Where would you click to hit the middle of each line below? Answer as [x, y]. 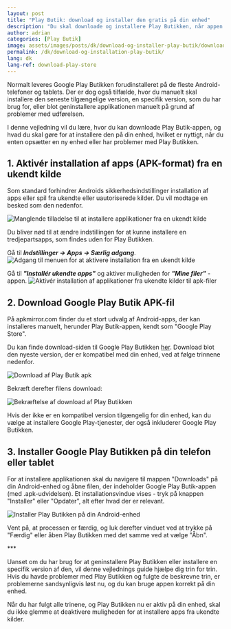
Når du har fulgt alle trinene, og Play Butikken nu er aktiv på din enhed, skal [114, 605]
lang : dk [20, 59]
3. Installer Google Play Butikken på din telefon [109, 451]
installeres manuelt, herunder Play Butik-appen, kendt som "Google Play [109, 327]
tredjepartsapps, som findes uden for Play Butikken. [81, 239]
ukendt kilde [34, 174]
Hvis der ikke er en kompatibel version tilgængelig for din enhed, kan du [109, 415]
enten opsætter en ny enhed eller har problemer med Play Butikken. [103, 141]
